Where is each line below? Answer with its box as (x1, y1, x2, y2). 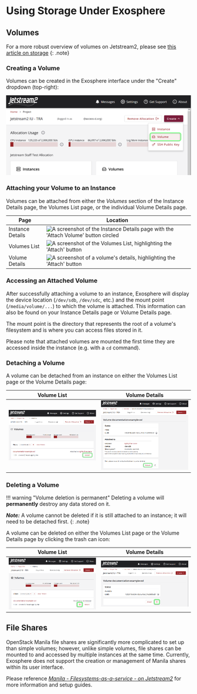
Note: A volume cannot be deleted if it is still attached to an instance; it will (6, 512, 186, 519)
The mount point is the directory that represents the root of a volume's (6, 320, 176, 327)
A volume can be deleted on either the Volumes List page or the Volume (6, 529, 180, 536)
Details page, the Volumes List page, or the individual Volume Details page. (6, 203, 188, 211)
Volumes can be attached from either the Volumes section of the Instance (6, 197, 184, 204)
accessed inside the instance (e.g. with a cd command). (6, 344, 141, 351)
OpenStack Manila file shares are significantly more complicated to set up (6, 638, 185, 645)
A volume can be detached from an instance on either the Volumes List (6, 372, 178, 379)
